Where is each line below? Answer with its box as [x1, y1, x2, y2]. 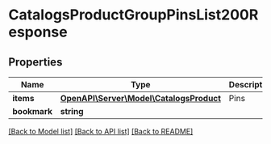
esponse [8, 23, 68, 41]
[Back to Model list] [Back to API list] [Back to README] [8, 127, 194, 136]
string [60, 106, 84, 116]
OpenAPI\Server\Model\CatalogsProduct [60, 93, 222, 104]
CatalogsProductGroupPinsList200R [8, 6, 259, 24]
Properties [8, 55, 63, 69]
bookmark [12, 106, 52, 116]
